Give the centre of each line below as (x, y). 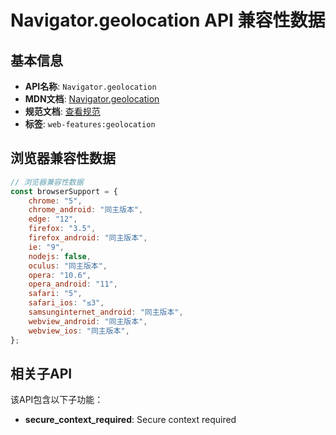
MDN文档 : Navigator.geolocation (92, 99)
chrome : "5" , (55, 201)
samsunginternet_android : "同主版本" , (106, 312)
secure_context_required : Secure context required (130, 420)
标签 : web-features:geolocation (90, 124)
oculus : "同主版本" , (68, 266)
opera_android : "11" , (73, 284)
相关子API (41, 373)
